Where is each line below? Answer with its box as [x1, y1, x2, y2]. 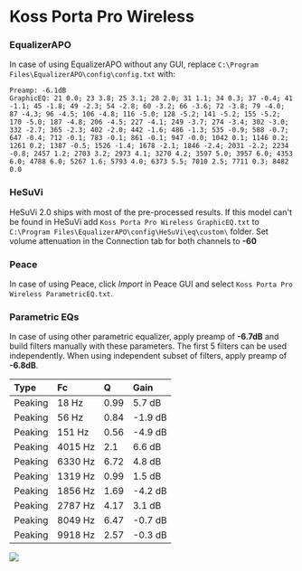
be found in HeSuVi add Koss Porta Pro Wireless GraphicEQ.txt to [9, 216, 260, 227]
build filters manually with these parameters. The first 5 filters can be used [9, 341, 288, 351]
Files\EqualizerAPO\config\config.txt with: [9, 69, 176, 80]
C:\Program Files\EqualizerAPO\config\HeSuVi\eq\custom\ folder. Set [9, 226, 269, 237]
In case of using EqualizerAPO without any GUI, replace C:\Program [9, 59, 260, 70]
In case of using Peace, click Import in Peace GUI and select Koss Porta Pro [9, 278, 294, 290]
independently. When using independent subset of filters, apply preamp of [9, 351, 288, 361]
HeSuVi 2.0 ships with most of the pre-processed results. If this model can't [9, 206, 292, 218]
